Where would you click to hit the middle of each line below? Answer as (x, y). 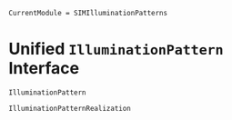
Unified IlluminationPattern (116, 49)
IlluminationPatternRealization (70, 108)
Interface (44, 69)
